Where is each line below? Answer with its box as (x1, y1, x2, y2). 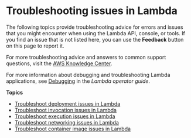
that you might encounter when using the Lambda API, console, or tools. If (6, 29, 186, 36)
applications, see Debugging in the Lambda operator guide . (6, 78, 151, 85)
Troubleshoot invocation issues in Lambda (14, 106, 117, 113)
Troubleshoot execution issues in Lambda (14, 113, 115, 120)
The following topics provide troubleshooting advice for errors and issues (6, 23, 183, 31)
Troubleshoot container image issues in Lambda (14, 125, 131, 132)
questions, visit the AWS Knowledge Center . (6, 60, 112, 67)
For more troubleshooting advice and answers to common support (6, 53, 166, 60)
